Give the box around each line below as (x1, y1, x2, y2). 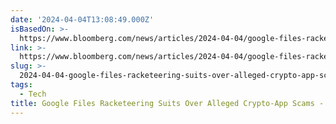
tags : (10, 80, 33, 90)
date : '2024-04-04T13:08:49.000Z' (10, 14, 155, 25)
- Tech (19, 89, 47, 99)
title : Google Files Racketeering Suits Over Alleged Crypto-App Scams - (10, 98, 325, 108)
